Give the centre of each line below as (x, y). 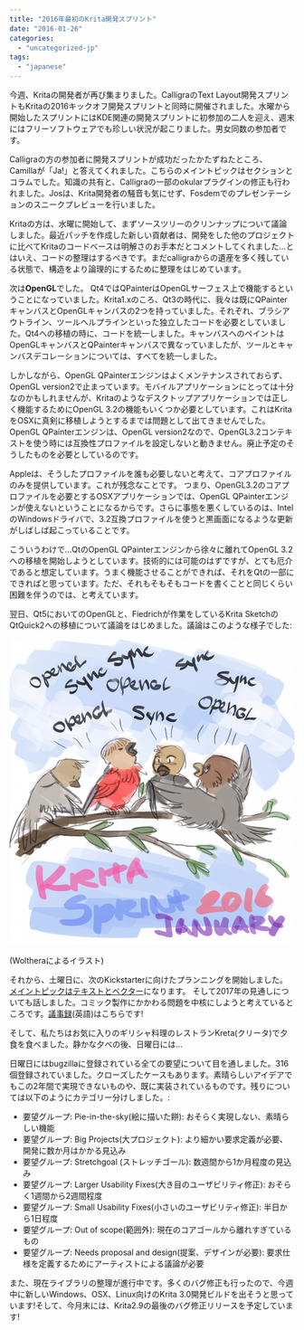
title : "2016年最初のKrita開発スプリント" (83, 19)
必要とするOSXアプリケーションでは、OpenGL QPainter (161, 496)
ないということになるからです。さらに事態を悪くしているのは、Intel (167, 508)
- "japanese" (42, 67)
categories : (32, 38)
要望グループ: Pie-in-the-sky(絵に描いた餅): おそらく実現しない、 (144, 1116)
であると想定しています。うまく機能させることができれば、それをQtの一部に (152, 572)
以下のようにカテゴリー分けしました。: (97, 1097)
